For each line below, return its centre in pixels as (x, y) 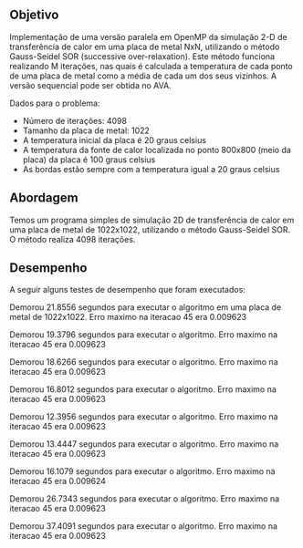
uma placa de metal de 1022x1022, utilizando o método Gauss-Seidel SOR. (150, 229)
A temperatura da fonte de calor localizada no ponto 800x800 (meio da (157, 150)
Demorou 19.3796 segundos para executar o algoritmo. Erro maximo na (144, 335)
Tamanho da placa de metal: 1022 (86, 130)
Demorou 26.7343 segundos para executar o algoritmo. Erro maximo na (145, 499)
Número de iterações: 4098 (75, 120)
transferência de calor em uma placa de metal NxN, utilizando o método (145, 47)
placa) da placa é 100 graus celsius (89, 160)
